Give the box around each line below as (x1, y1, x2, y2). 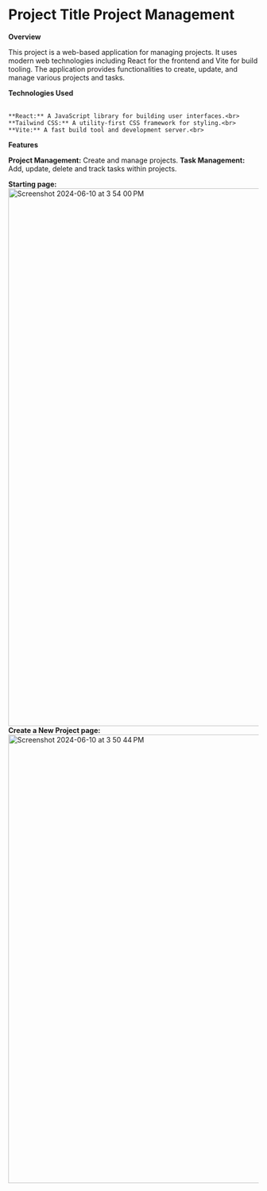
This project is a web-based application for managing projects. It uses (8, 47, 238, 57)
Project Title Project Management (8, 6, 235, 24)
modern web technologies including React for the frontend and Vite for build (8, 56, 258, 65)
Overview (8, 32, 41, 41)
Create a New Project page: (8, 725, 101, 735)
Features (8, 139, 38, 149)
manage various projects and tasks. (8, 72, 126, 82)
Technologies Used (8, 88, 74, 97)
